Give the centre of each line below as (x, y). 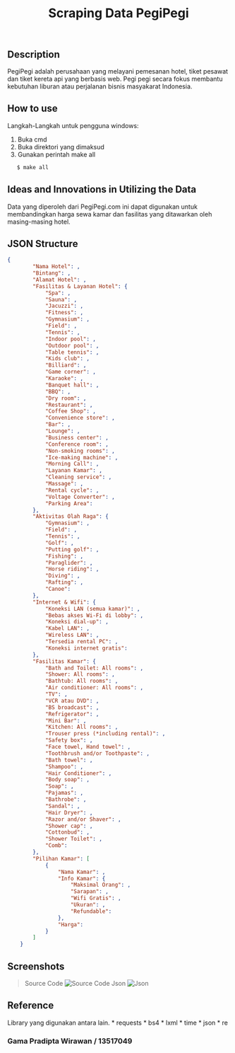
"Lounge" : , (62, 431)
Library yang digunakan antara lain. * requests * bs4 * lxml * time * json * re (117, 1023)
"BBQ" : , (58, 391)
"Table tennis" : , (72, 352)
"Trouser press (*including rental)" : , (105, 734)
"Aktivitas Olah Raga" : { (71, 517)
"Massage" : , (64, 484)
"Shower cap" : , (69, 826)
